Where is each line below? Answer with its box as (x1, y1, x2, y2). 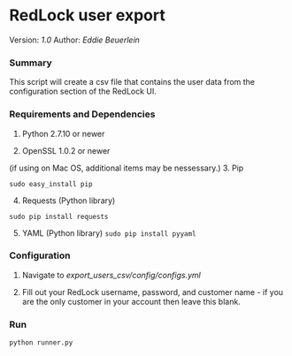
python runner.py (9, 338, 73, 347)
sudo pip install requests (9, 212, 109, 221)
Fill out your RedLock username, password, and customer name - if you (21, 286, 284, 297)
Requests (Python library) (21, 195, 116, 206)
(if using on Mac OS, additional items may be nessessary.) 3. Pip (9, 163, 244, 173)
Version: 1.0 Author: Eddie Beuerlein (9, 34, 140, 45)
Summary (9, 57, 53, 69)
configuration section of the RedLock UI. (9, 86, 158, 97)
